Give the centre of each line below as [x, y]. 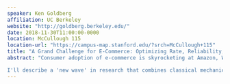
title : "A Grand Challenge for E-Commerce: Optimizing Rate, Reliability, [116, 52]
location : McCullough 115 [44, 39]
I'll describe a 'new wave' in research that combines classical [102, 70]
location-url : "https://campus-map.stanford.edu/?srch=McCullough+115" [111, 45]
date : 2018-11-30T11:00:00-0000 [53, 32]
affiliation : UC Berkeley [44, 20]
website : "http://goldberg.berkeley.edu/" [68, 26]
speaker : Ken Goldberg [39, 13]
